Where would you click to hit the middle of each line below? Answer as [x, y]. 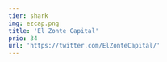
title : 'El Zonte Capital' [54, 31]
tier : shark [28, 16]
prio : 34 [23, 38]
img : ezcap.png [34, 23]
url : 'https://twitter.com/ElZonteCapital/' [84, 46]
